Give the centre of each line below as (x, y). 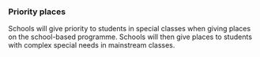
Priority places (37, 12)
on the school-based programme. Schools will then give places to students (130, 37)
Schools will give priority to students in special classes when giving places (130, 29)
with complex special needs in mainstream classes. (92, 45)
